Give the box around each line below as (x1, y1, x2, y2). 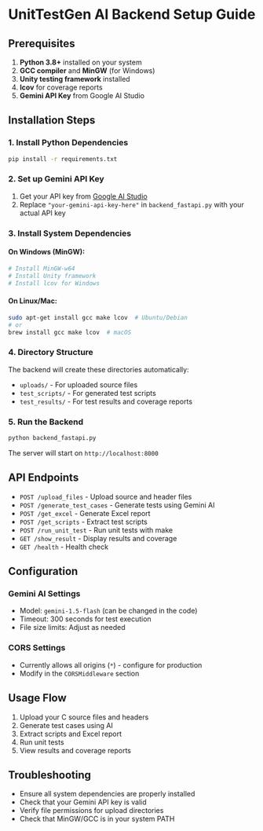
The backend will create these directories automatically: (8, 364, 190, 374)
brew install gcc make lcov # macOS (8, 328, 132, 336)
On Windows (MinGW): (8, 247, 85, 257)
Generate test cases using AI (19, 720, 114, 730)
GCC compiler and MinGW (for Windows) (19, 66, 155, 75)
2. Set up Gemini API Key (8, 174, 104, 185)
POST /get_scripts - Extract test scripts (19, 517, 148, 526)
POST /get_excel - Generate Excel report (19, 508, 151, 518)
